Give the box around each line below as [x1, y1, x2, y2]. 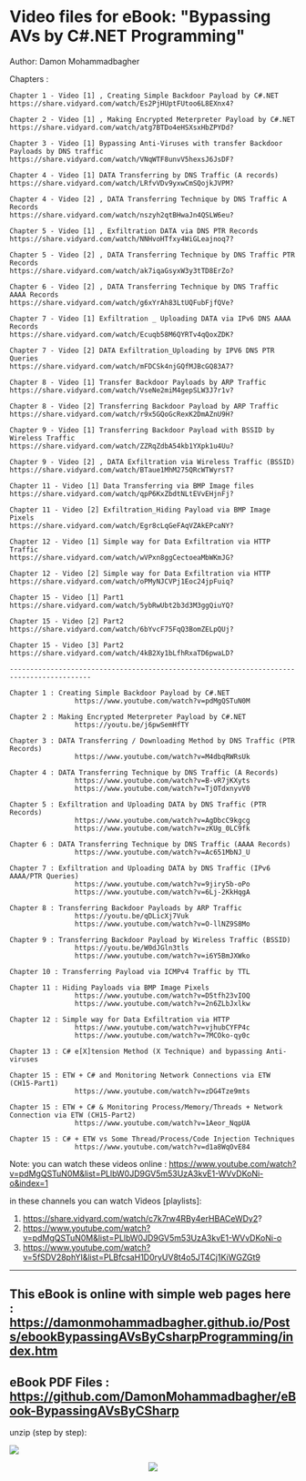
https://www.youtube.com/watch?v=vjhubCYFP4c [74, 1022, 250, 1032]
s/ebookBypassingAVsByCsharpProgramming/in [9, 1329, 294, 1344]
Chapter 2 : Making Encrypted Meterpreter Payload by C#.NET [9, 712, 247, 721]
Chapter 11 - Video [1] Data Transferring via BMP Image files [9, 481, 255, 491]
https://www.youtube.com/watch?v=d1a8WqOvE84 [74, 1142, 250, 1151]
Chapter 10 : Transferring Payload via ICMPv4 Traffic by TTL [9, 967, 250, 976]
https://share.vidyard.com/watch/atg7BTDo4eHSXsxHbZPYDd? [9, 123, 234, 132]
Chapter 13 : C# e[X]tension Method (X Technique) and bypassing [9, 1047, 262, 1056]
